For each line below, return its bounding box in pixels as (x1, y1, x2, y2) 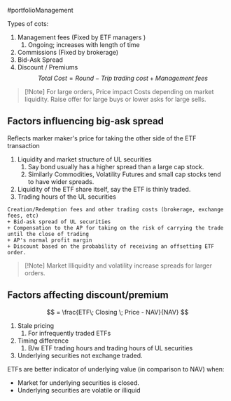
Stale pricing (17, 321, 55, 329)
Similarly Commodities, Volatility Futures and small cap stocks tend (27, 170, 222, 178)
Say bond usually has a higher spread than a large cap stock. (27, 162, 204, 171)
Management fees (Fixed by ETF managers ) (17, 33, 146, 41)
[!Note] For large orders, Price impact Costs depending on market (24, 88, 214, 96)
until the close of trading (7, 230, 90, 237)
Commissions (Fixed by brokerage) (17, 48, 119, 56)
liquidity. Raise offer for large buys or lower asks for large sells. (24, 95, 206, 103)
